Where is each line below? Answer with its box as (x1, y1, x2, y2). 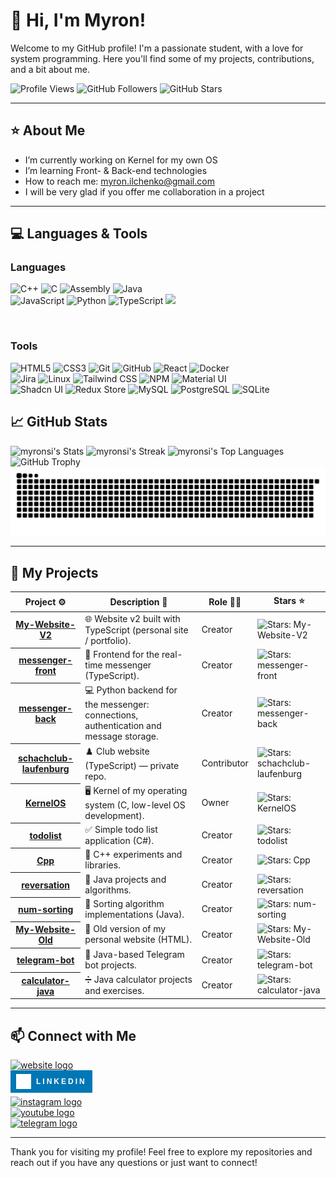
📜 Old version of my (84, 923, 167, 935)
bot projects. (84, 959, 137, 971)
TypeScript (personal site (84, 624, 189, 636)
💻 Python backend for (84, 684, 178, 696)
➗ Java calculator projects (84, 973, 193, 985)
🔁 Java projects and (84, 873, 167, 885)
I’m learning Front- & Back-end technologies (24, 164, 208, 176)
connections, (84, 709, 139, 721)
